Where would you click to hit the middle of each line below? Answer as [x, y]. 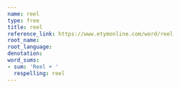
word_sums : [23, 60]
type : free [23, 21]
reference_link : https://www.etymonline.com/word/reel [90, 34]
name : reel [23, 14]
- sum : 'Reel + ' [33, 67]
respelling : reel [39, 73]
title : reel [25, 27]
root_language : [30, 47]
